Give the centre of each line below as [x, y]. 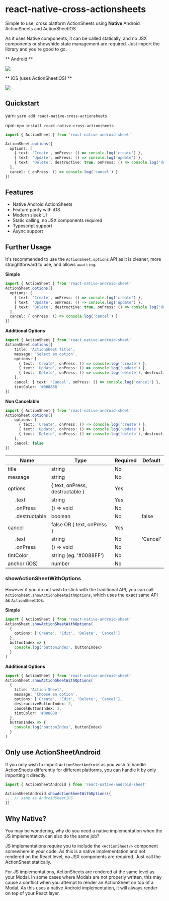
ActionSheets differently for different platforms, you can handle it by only [81, 770]
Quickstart [22, 104]
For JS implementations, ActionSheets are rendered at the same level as [80, 872]
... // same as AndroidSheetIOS [39, 798]
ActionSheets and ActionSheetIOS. [41, 28]
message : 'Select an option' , [46, 354]
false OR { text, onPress [79, 524]
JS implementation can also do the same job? [52, 836]
